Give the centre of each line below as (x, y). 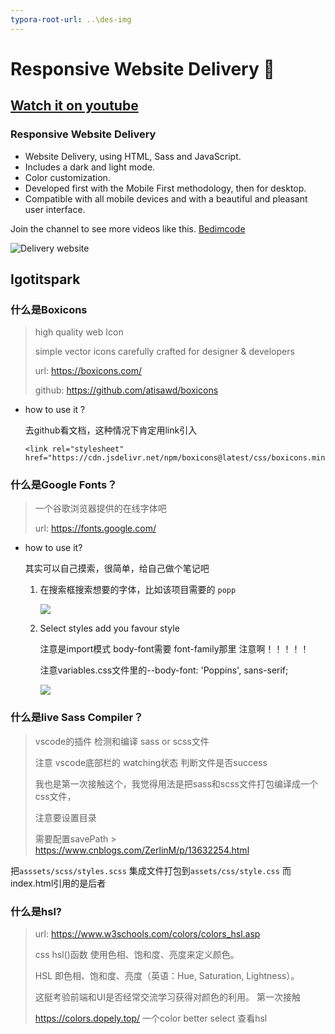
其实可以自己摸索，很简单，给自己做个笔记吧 (117, 568)
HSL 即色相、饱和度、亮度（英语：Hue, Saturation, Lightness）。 (167, 976)
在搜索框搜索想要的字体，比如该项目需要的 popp (138, 590)
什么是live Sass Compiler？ (77, 718)
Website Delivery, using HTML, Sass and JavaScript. (133, 156)
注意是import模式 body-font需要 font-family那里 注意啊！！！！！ (174, 649)
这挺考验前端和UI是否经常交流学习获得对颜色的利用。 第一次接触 (167, 997)
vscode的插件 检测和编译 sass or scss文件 (122, 741)
